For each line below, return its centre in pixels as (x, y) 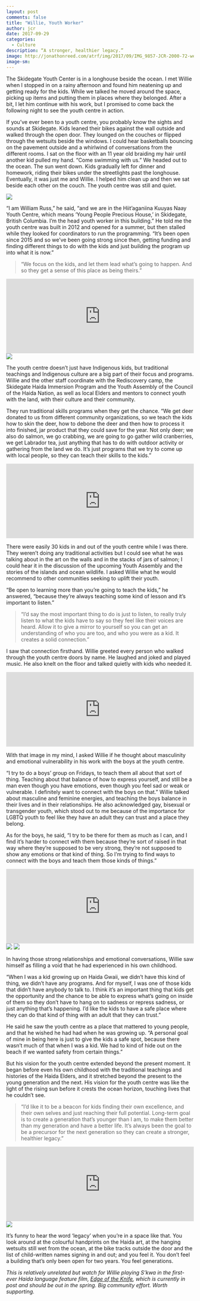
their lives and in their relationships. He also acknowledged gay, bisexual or (99, 804)
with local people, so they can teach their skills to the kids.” (79, 455)
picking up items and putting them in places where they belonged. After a (96, 98)
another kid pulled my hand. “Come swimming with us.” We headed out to (97, 160)
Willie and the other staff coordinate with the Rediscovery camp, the (90, 380)
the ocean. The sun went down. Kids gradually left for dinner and (86, 166)
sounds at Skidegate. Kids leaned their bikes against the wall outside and (96, 128)
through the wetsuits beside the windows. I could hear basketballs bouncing (100, 141)
